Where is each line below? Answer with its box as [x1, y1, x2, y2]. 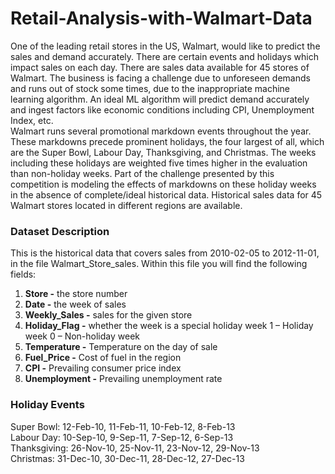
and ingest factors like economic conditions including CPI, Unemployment [10, 103, 315, 116]
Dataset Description [10, 224, 110, 238]
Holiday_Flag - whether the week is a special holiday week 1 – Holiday [24, 320, 314, 332]
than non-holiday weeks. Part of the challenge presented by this [10, 167, 275, 179]
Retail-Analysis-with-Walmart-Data [10, 7, 313, 30]
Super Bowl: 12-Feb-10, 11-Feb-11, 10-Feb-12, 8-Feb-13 [10, 420, 236, 432]
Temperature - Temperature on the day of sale [24, 341, 218, 353]
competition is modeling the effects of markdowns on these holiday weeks [10, 178, 317, 190]
